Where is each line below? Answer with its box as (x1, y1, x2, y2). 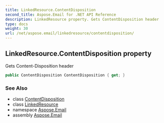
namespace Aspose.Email (12, 106, 67, 112)
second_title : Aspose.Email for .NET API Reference (5, 12, 116, 17)
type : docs (5, 21, 28, 27)
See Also (5, 84, 28, 91)
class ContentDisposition (12, 96, 65, 102)
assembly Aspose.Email (12, 112, 62, 118)
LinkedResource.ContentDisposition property (5, 49, 152, 58)
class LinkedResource (12, 101, 59, 107)
